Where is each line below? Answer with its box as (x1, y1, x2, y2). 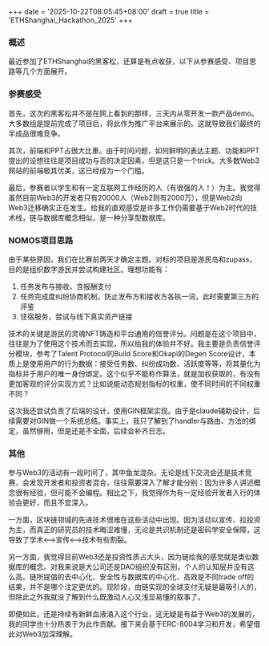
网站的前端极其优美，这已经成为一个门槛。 (8, 165, 149, 175)
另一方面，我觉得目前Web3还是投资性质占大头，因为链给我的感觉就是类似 (8, 552, 252, 562)
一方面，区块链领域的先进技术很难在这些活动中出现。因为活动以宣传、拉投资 (8, 515, 261, 525)
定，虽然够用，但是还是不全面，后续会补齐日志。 (8, 425, 170, 436)
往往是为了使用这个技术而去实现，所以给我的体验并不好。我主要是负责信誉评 (8, 339, 261, 348)
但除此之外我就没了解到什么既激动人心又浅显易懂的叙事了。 (8, 592, 205, 602)
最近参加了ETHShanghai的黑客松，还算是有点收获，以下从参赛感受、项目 (8, 56, 250, 67)
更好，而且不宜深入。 (22, 498, 93, 508)
